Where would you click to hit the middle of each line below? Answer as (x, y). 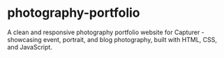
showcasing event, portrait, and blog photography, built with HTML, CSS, (112, 39)
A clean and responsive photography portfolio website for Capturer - (106, 32)
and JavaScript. (30, 47)
